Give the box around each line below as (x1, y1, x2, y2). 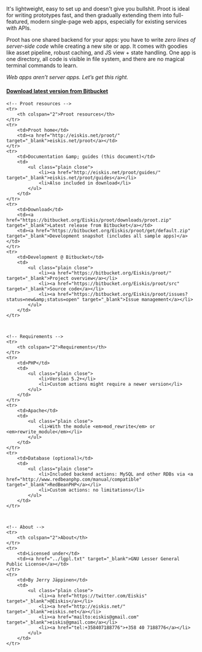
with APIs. (6, 24, 31, 31)
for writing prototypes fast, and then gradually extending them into (6, 11, 172, 19)
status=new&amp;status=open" (6, 296, 80, 303)
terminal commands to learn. (6, 62, 78, 69)
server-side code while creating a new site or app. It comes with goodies (6, 42, 188, 50)
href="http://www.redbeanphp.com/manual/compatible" (6, 477, 142, 483)
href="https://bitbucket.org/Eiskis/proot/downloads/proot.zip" (6, 217, 172, 223)
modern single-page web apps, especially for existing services (30, 18, 187, 25)
